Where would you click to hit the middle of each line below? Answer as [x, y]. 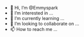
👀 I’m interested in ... [32, 13]
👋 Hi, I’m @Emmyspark [34, 8]
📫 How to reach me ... [34, 29]
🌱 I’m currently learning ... [37, 18]
